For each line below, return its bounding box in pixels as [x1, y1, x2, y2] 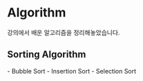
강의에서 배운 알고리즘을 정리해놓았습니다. [7, 28, 120, 36]
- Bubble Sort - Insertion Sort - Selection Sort [7, 67, 137, 75]
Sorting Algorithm [7, 49, 86, 60]
